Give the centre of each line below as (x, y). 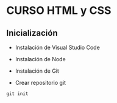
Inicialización (32, 33)
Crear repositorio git (40, 83)
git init (17, 94)
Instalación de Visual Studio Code (58, 47)
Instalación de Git (37, 71)
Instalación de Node (40, 59)
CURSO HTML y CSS (59, 11)
